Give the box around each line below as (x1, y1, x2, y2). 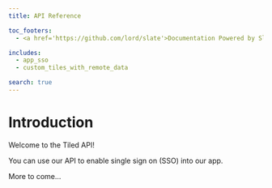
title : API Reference (8, 11, 82, 20)
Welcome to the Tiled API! (8, 139, 96, 150)
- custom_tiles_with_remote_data (15, 64, 129, 72)
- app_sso (15, 56, 49, 65)
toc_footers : (8, 26, 53, 35)
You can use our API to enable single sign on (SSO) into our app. (8, 156, 223, 165)
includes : (8, 49, 42, 57)
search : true (8, 79, 53, 87)
